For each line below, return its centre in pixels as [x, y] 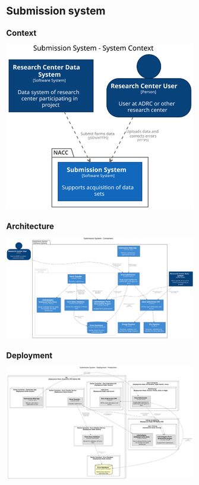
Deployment [29, 355]
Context [21, 33]
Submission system [56, 11]
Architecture [30, 226]
